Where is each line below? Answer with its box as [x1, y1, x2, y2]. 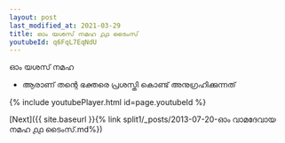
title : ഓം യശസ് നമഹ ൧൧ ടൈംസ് [9, 29, 139, 38]
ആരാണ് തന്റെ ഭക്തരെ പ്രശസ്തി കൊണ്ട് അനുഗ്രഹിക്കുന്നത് [21, 79, 236, 90]
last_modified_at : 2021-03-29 [9, 21, 122, 30]
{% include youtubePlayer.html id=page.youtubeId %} [9, 97, 207, 108]
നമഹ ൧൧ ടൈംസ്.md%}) [9, 124, 103, 135]
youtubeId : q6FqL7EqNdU [9, 37, 98, 47]
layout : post [9, 12, 58, 22]
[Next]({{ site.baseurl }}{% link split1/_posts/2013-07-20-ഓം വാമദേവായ [9, 114, 277, 124]
